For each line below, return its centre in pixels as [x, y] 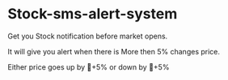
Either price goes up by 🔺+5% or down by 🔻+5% [89, 67]
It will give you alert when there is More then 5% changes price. [114, 51]
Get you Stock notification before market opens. [88, 36]
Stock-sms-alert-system [93, 14]
